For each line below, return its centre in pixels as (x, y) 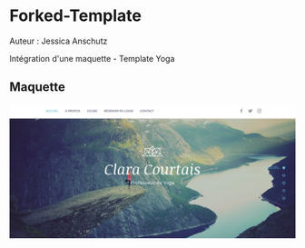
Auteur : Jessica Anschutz (59, 41)
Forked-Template (76, 16)
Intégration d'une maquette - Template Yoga (92, 58)
